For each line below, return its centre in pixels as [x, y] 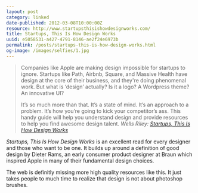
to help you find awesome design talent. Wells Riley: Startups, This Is [106, 124]
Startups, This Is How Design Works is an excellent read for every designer [98, 142]
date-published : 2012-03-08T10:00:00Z [54, 23]
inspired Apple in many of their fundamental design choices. [80, 160]
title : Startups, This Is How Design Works [61, 34]
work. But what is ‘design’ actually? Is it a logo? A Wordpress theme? [105, 87]
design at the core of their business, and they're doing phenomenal [103, 80]
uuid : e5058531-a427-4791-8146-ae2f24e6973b [62, 39]
